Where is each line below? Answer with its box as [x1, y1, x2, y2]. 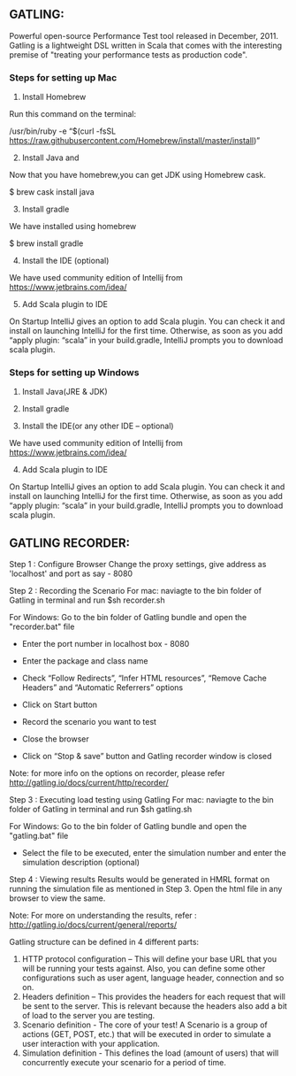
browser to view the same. [9, 893, 106, 903]
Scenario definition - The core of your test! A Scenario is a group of [21, 1019, 268, 1030]
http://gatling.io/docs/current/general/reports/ [9, 919, 178, 930]
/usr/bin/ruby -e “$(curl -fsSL [9, 126, 117, 136]
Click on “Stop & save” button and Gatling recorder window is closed [21, 751, 272, 762]
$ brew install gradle [9, 238, 84, 249]
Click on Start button [21, 699, 98, 711]
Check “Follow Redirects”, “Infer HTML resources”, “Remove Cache [21, 672, 267, 684]
